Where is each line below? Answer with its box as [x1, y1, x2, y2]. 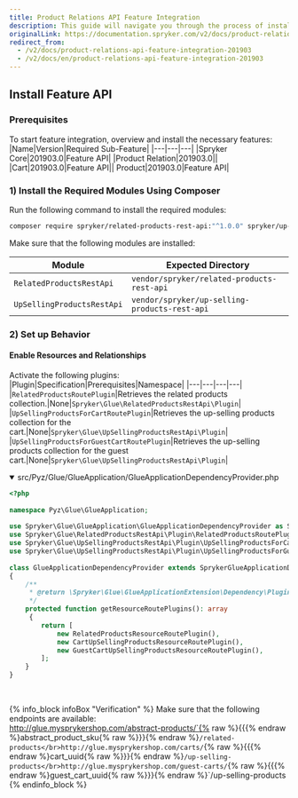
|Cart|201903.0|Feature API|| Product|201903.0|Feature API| [9, 162, 230, 173]
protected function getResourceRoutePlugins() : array [25, 604, 228, 613]
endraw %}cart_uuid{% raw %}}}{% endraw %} [9, 751, 184, 762]
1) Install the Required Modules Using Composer [9, 184, 221, 196]
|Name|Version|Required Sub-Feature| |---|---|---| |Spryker [9, 143, 228, 154]
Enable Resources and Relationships [9, 350, 146, 360]
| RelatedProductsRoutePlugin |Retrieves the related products [9, 388, 228, 399]
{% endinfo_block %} [9, 779, 88, 790]
